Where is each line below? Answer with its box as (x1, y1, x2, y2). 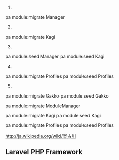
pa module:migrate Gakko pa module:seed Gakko (5, 93, 109, 99)
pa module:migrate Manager (5, 14, 65, 20)
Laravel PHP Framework (5, 148, 83, 156)
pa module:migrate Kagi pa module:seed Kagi (5, 113, 101, 118)
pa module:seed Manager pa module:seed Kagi (5, 53, 105, 59)
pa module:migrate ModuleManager (5, 103, 80, 109)
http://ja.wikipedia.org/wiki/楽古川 (5, 133, 76, 139)
